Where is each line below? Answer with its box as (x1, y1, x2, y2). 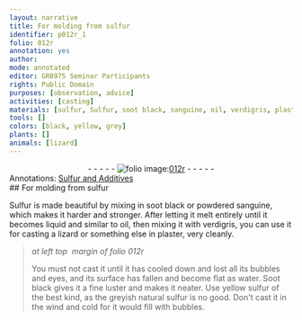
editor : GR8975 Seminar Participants (9, 72, 151, 81)
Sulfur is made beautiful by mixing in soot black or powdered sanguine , (9, 200, 273, 210)
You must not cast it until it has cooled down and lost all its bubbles (31, 262, 280, 274)
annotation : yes (9, 47, 70, 56)
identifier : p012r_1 (9, 30, 87, 39)
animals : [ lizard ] (9, 138, 78, 147)
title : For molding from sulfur (9, 22, 130, 31)
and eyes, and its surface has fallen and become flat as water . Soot (31, 272, 280, 283)
